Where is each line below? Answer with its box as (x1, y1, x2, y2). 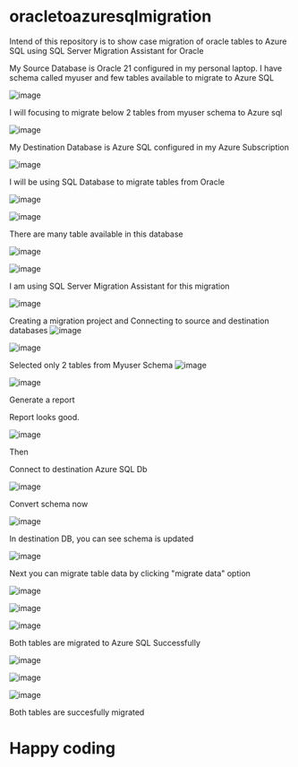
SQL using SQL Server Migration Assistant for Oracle (9, 45, 204, 56)
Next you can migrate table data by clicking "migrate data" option (9, 567, 251, 579)
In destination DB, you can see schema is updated (9, 533, 194, 544)
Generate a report (9, 394, 75, 405)
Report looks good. (9, 411, 81, 422)
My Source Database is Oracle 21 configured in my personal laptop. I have (9, 63, 283, 73)
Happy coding (9, 738, 116, 759)
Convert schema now (9, 498, 89, 509)
